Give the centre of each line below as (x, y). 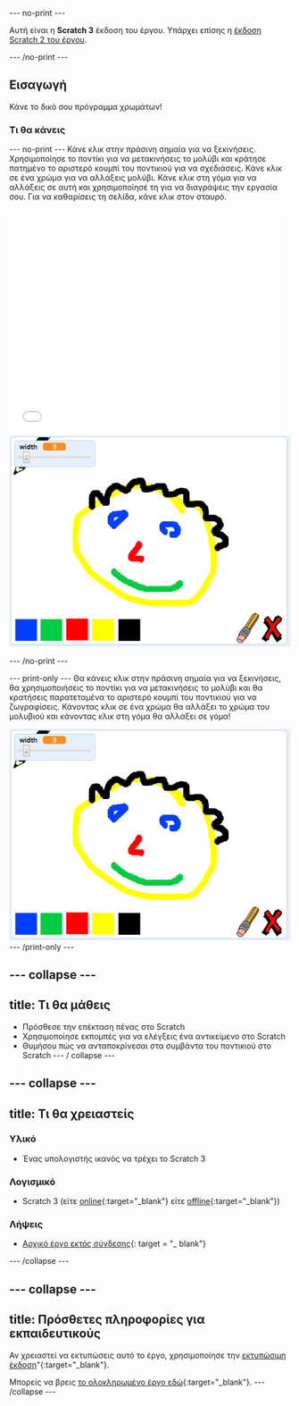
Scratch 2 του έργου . (48, 40)
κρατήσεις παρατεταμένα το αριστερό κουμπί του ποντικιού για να (133, 697)
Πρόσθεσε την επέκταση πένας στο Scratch (104, 1026)
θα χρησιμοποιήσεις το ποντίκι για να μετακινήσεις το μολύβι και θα (136, 688)
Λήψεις (26, 1225)
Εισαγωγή (38, 85)
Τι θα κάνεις (37, 130)
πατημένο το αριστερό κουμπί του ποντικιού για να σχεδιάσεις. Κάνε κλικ (146, 168)
